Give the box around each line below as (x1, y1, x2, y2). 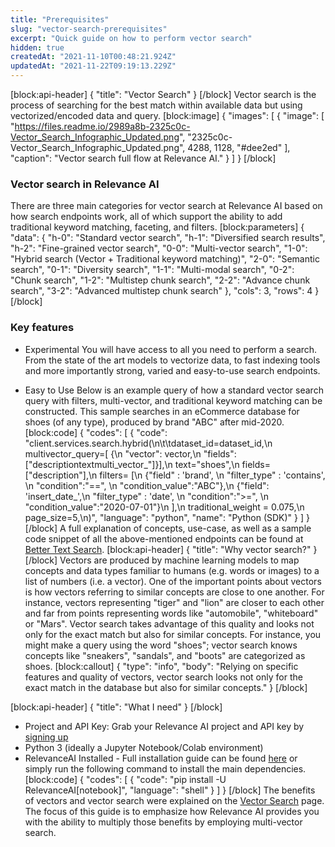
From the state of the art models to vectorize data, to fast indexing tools (24, 354, 321, 366)
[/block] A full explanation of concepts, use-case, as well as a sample (24, 522, 312, 534)
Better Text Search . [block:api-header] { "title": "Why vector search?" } (24, 543, 318, 555)
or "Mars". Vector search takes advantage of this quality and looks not (24, 617, 315, 630)
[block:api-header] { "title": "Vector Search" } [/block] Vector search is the (10, 89, 317, 100)
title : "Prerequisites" (10, 14, 110, 25)
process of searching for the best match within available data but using (10, 99, 303, 111)
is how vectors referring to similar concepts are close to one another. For (24, 586, 325, 598)
